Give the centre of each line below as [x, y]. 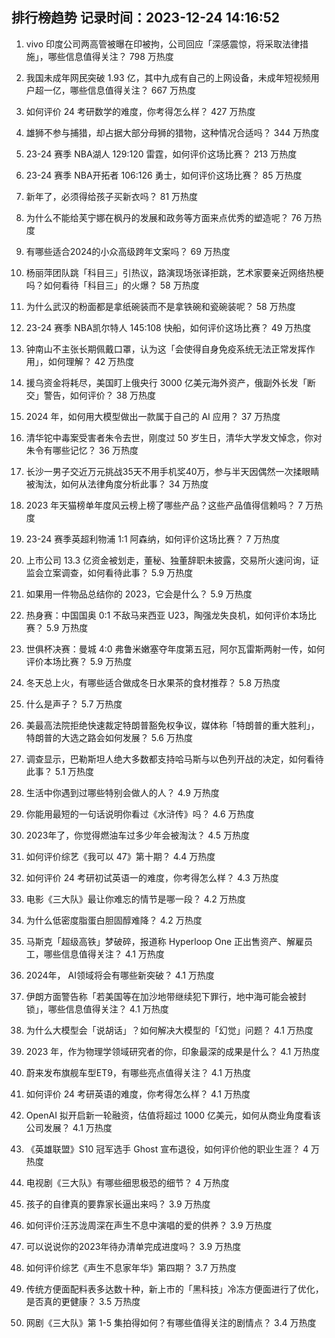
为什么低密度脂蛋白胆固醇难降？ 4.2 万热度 [114, 920]
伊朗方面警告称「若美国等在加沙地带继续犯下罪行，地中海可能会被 [161, 996]
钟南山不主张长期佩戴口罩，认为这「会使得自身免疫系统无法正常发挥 [166, 349]
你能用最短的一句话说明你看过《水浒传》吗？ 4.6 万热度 [140, 814]
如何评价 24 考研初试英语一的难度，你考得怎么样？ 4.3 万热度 [152, 877]
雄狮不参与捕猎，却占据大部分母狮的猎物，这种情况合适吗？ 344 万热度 [172, 132]
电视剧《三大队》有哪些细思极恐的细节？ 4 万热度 [127, 1182]
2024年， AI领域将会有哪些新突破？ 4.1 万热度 [120, 975]
